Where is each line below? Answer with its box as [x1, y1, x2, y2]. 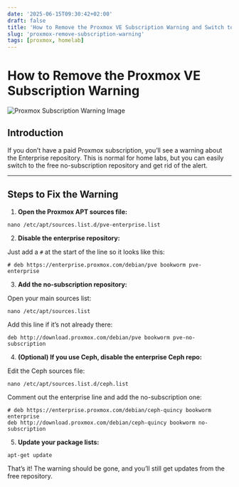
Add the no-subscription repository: [17, 280, 128, 289]
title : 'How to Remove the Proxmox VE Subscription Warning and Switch [7, 24, 224, 31]
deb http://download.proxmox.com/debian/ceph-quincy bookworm [7, 419, 196, 426]
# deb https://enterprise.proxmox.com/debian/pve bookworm [7, 261, 186, 268]
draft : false [7, 17, 46, 24]
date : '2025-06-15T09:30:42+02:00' [7, 10, 113, 18]
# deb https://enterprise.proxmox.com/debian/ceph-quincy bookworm [7, 406, 212, 414]
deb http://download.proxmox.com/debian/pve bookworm [7, 334, 171, 341]
